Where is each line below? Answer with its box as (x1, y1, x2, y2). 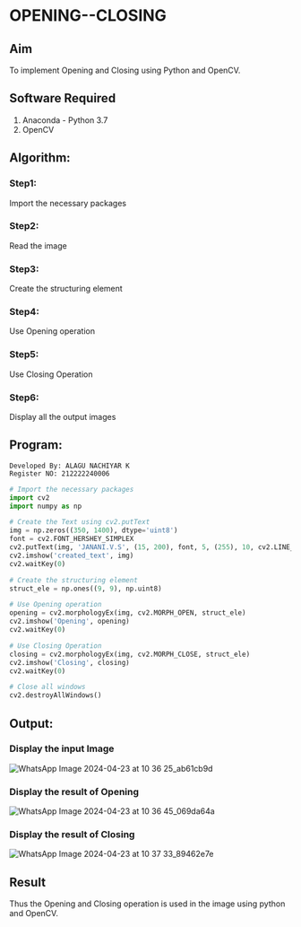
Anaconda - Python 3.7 (21, 114, 108, 126)
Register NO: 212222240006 (9, 468, 110, 478)
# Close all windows (9, 683, 87, 692)
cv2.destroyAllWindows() (9, 691, 102, 700)
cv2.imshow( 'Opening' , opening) (9, 617, 130, 626)
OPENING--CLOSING (9, 5, 168, 26)
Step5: (9, 348, 39, 361)
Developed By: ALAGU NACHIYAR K (9, 461, 130, 470)
